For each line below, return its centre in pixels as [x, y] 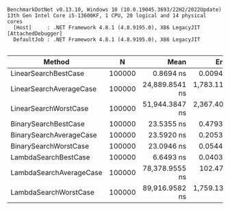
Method [56, 62]
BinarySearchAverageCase [54, 135]
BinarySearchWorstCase [50, 146]
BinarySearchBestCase [48, 124]
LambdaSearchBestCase [50, 157]
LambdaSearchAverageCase [56, 173]
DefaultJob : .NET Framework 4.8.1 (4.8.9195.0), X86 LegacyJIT [107, 40]
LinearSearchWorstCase [50, 108]
